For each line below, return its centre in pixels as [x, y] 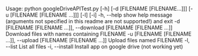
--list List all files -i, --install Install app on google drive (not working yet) [95, 46]
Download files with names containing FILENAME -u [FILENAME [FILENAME [98, 34]
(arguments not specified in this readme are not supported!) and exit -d [93, 21]
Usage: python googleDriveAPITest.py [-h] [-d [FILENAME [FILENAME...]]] [97, 9]
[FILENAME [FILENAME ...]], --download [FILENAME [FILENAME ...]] [89, 27]
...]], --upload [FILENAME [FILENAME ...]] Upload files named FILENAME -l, [98, 40]
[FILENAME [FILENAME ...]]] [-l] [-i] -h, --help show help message [92, 15]
